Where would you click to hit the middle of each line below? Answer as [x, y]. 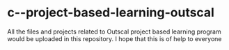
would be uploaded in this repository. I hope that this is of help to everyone [114, 38]
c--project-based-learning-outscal [111, 13]
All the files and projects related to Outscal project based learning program [114, 32]
